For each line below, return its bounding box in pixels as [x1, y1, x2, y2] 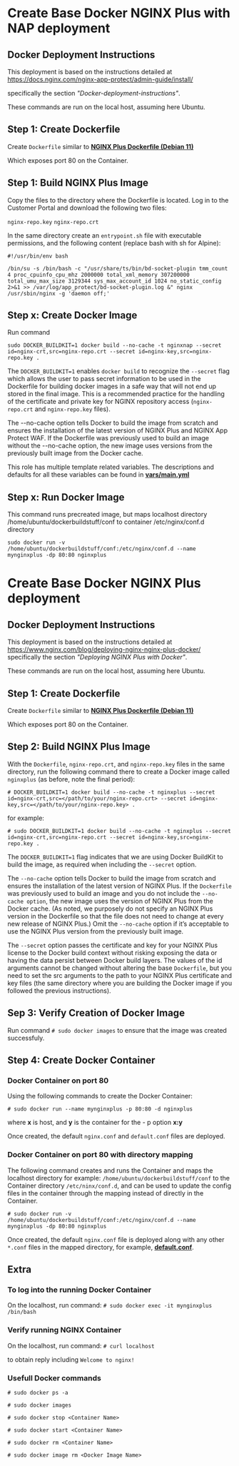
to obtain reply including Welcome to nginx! [7, 1355, 135, 1364]
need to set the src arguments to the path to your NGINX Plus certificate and [7, 971, 233, 979]
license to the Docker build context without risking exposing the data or [7, 948, 218, 957]
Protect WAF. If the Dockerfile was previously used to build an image [7, 434, 209, 443]
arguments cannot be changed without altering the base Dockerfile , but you [7, 964, 232, 972]
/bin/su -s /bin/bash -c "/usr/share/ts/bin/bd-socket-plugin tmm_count [7, 265, 228, 272]
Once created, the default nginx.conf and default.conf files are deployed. [7, 1132, 225, 1141]
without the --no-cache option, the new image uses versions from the [7, 441, 213, 450]
